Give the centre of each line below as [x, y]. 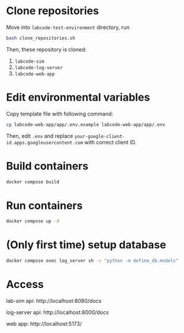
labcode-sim [29, 61]
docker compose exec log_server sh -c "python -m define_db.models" [92, 261]
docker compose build [33, 182]
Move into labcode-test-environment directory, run [68, 27]
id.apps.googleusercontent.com [45, 143]
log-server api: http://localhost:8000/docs [58, 312]
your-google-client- [100, 136]
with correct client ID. [110, 142]
